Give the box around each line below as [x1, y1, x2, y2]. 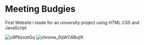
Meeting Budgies [5, 3, 76, 15]
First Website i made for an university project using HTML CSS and [5, 20, 140, 25]
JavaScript [5, 24, 27, 30]
